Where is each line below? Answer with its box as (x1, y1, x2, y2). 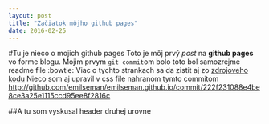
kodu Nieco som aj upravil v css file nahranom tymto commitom (8, 74, 219, 84)
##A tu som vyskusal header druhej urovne (8, 106, 151, 116)
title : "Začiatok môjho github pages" (8, 19, 138, 27)
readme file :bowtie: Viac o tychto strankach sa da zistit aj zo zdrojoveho (8, 66, 249, 75)
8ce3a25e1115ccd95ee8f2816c (8, 91, 111, 101)
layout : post (8, 11, 52, 20)
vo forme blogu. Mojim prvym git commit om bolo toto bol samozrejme (8, 57, 241, 66)
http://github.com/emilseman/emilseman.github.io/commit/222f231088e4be (8, 82, 261, 92)
